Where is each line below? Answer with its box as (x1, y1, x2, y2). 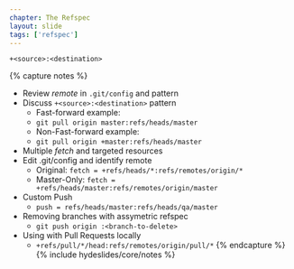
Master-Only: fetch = (35, 174, 115, 185)
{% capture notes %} (9, 70, 88, 81)
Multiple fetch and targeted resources (22, 145, 163, 156)
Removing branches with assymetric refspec (22, 211, 189, 222)
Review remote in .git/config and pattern (22, 88, 179, 99)
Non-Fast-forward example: (35, 126, 140, 137)
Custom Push (22, 191, 73, 203)
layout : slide (9, 22, 63, 31)
